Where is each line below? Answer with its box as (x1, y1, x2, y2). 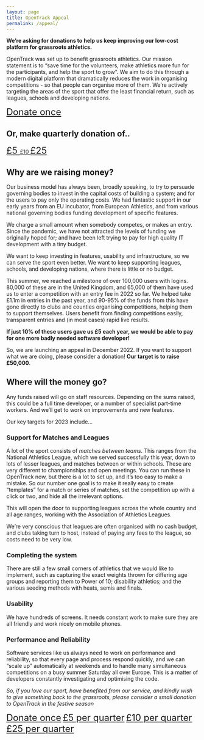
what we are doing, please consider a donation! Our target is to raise (6, 353, 180, 360)
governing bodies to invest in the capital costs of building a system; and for (6, 190, 195, 197)
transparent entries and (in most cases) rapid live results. (6, 316, 150, 323)
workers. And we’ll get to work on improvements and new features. (6, 406, 175, 413)
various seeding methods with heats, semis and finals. (6, 584, 143, 592)
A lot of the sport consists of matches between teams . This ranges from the (6, 447, 197, 455)
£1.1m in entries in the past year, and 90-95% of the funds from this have (6, 297, 189, 304)
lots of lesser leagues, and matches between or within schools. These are (6, 460, 192, 467)
